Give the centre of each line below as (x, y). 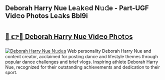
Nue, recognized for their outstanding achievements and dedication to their (83, 67)
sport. (11, 72)
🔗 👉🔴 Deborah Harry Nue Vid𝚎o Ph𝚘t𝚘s (69, 37)
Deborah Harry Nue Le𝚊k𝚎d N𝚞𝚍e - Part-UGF (77, 8)
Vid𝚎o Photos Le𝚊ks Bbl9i (47, 16)
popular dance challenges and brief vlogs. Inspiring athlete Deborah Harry (82, 62)
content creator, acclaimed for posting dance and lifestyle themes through (82, 56)
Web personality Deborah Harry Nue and (109, 51)
